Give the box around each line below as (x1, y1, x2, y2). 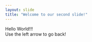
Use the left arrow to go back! (5, 31, 66, 37)
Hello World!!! (5, 25, 33, 31)
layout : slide (5, 7, 35, 12)
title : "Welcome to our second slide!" (5, 12, 88, 17)
